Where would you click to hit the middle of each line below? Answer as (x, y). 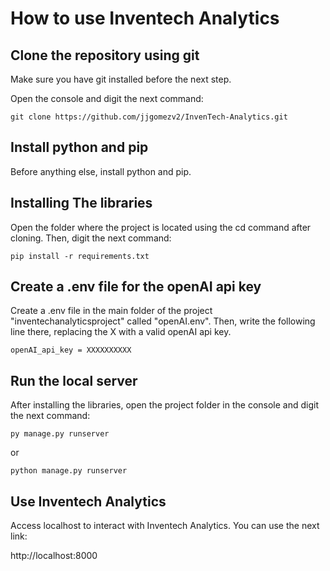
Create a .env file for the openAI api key (136, 287)
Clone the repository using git (105, 55)
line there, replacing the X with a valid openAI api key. (121, 332)
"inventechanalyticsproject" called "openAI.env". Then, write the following (163, 321)
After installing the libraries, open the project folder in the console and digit (164, 405)
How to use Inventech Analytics (145, 18)
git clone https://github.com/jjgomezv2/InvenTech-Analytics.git (149, 117)
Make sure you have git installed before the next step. (121, 79)
